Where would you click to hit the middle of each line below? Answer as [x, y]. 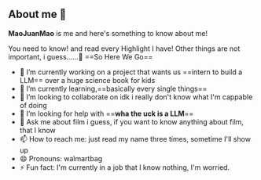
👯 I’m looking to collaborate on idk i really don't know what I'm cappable [136, 97]
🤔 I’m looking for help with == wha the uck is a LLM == [107, 113]
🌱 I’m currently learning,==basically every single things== [113, 88]
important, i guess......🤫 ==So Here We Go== [81, 56]
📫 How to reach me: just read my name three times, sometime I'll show [135, 139]
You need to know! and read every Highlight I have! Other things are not [124, 49]
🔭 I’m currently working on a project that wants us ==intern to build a [131, 72]
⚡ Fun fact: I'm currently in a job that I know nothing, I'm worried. [125, 167]
